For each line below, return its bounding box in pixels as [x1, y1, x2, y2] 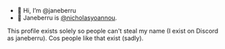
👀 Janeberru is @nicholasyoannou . [17, 14, 118, 22]
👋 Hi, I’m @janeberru [17, 7, 76, 14]
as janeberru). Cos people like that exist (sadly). [7, 34, 144, 42]
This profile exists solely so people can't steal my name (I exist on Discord [7, 27, 219, 35]
